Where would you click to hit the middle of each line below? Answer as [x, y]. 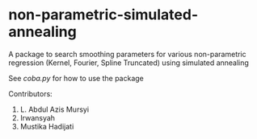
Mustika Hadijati [47, 126]
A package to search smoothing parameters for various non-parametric [127, 54]
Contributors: [30, 93]
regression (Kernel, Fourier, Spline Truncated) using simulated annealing [128, 63]
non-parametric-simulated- [103, 15]
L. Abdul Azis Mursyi [55, 109]
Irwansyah [37, 117]
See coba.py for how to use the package [76, 78]
